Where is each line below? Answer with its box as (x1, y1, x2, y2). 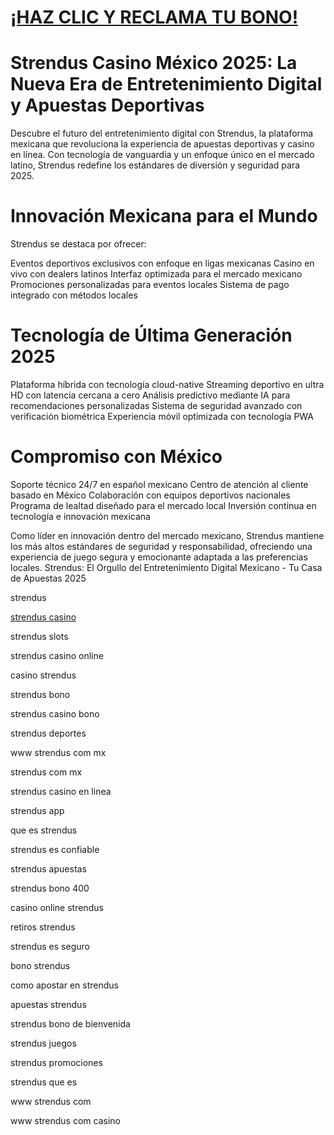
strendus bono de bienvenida (10, 1017, 131, 1030)
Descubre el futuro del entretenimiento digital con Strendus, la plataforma (10, 127, 314, 140)
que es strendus (10, 824, 78, 836)
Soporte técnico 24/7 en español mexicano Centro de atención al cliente (10, 478, 309, 490)
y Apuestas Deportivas (10, 94, 205, 117)
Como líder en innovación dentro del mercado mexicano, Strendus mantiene (10, 529, 325, 541)
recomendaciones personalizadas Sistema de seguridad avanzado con (10, 400, 303, 411)
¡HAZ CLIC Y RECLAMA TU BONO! (10, 6, 299, 29)
